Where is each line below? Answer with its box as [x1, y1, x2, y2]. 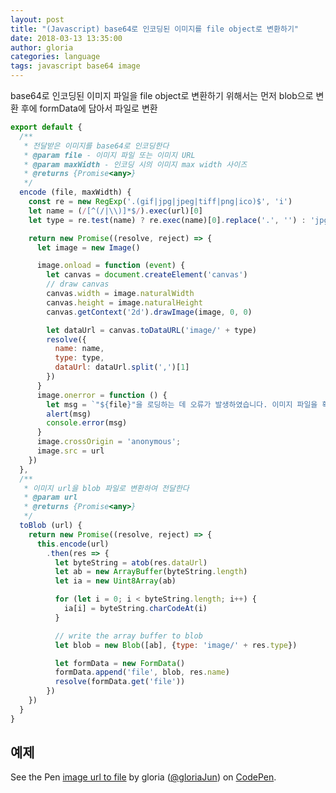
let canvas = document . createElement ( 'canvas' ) [46, 270, 248, 280]
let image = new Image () [36, 242, 141, 253]
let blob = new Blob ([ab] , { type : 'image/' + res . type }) [54, 640, 298, 650]
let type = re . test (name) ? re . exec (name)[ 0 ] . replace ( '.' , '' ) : [28, 215, 307, 225]
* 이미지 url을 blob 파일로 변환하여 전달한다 [23, 483, 190, 493]
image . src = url [36, 446, 105, 456]
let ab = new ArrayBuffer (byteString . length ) [54, 567, 248, 577]
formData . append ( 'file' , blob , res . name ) [54, 667, 230, 678]
